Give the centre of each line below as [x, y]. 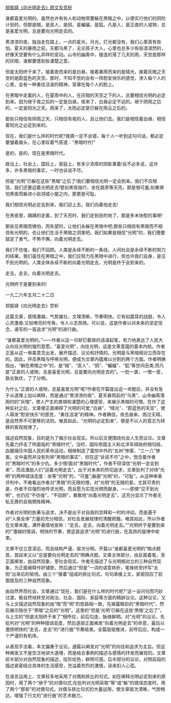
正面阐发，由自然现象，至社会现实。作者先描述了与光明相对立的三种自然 [81, 561]
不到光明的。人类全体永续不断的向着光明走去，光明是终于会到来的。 [77, 262]
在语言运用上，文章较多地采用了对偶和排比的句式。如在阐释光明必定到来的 [83, 676]
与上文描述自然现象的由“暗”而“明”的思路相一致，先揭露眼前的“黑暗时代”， [82, 604]
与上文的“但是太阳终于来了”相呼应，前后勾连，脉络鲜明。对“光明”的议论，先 [85, 617]
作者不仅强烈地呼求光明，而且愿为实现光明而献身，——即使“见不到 [84, 489]
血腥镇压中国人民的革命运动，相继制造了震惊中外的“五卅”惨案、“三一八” [81, 451]
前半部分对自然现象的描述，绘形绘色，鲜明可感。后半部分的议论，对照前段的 [85, 659]
